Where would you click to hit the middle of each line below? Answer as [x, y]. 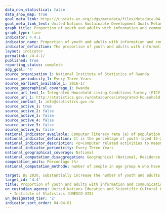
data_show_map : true [26, 14]
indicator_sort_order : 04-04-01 [38, 203]
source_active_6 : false [30, 129]
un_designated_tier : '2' [31, 198]
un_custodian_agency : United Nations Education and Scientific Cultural [82, 189]
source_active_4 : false [30, 120]
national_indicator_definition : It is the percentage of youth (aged [78, 139]
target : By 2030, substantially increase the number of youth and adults [83, 175]
